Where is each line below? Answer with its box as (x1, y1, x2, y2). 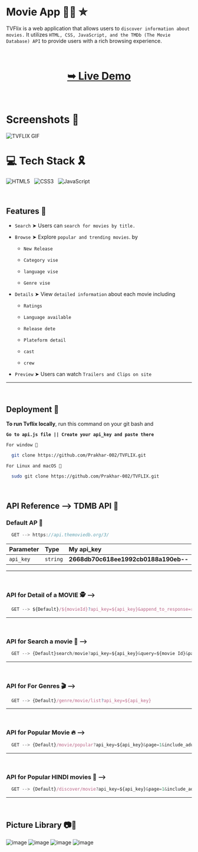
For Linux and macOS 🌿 (6, 463, 62, 469)
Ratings (23, 303, 42, 309)
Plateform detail (23, 337, 67, 343)
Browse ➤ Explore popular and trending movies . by (14, 233, 138, 241)
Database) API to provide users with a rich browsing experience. (6, 37, 162, 44)
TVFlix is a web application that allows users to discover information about (6, 25, 190, 32)
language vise (23, 268, 58, 275)
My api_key (68, 545, 102, 553)
